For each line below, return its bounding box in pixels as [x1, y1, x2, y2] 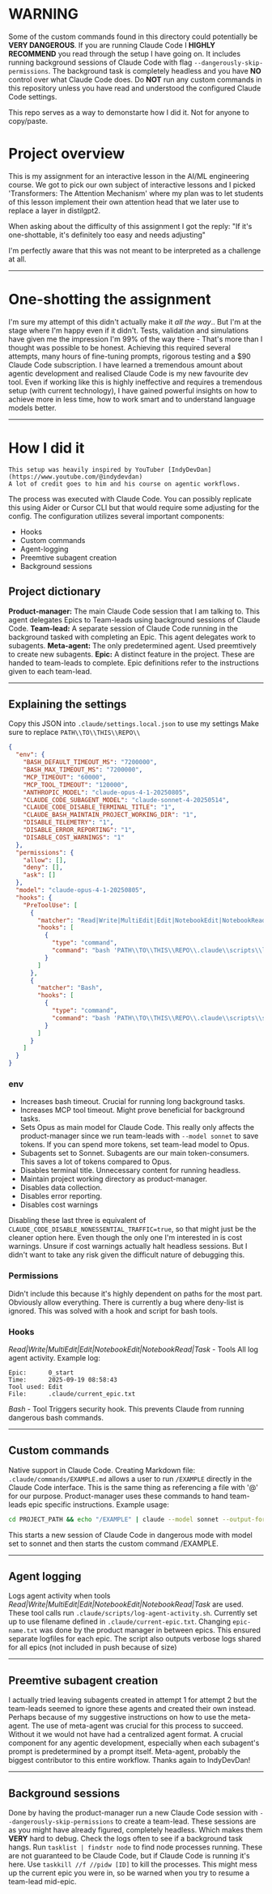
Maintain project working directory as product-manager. [19, 1174, 208, 1184]
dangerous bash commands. [8, 1412, 104, 1422]
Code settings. [8, 91, 57, 101]
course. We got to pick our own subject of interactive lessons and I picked [8, 180, 256, 189]
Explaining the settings [8, 697, 127, 711]
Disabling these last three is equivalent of [8, 1216, 147, 1225]
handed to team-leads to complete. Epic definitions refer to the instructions [8, 657, 259, 668]
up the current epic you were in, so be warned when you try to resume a [8, 1868, 250, 1878]
